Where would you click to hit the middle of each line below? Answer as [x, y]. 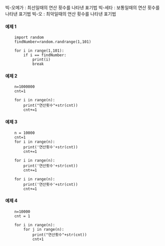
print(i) [41, 60]
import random [29, 37]
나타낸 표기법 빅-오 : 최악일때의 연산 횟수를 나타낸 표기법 [61, 14]
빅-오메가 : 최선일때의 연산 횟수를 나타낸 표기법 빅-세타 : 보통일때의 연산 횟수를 [82, 8]
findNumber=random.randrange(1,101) [53, 42]
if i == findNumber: [45, 55]
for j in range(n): [44, 229]
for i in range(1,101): [39, 51]
